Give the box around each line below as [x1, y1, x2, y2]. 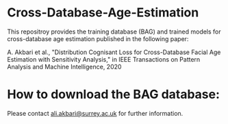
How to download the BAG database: [7, 87, 220, 102]
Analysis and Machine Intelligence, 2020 [7, 62, 122, 71]
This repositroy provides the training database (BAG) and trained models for [7, 27, 221, 36]
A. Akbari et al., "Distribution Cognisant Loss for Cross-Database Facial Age [7, 48, 221, 56]
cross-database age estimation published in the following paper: [7, 34, 189, 42]
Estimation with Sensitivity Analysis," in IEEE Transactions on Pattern [7, 55, 201, 63]
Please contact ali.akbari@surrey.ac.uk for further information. [7, 109, 183, 117]
